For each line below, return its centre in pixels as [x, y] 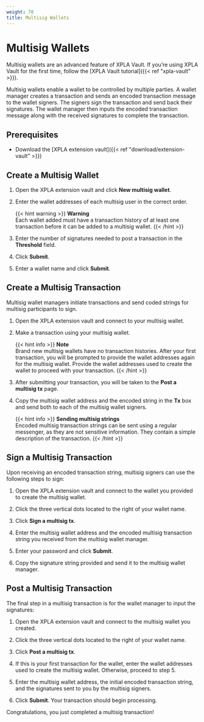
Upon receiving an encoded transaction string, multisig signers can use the [100, 472]
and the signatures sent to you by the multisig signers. [83, 688]
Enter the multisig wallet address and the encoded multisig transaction [104, 533]
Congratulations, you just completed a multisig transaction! [80, 712]
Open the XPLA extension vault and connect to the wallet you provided [104, 490]
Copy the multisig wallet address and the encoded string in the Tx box [103, 400]
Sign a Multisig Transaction [59, 458]
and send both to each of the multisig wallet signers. [81, 407]
